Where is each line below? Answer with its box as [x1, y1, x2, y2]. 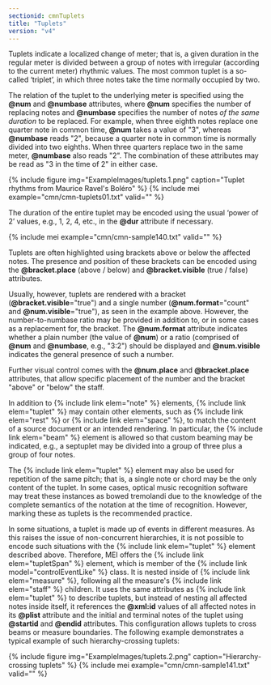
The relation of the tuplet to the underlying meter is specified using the [8, 91, 244, 100]
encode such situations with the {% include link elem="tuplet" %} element [8, 542, 256, 551]
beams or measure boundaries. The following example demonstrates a [8, 628, 244, 637]
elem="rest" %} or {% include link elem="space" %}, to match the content [8, 415, 256, 425]
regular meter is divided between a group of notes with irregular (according [8, 57, 260, 67]
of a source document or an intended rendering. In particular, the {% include [8, 424, 263, 434]
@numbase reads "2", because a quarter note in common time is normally [8, 134, 256, 143]
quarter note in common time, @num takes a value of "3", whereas [8, 125, 232, 134]
